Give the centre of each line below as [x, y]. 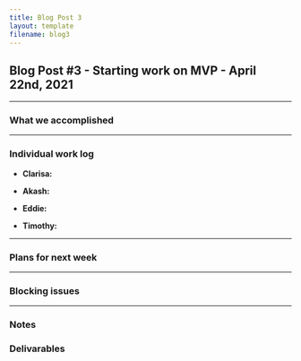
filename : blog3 [39, 34]
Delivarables [37, 348]
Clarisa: [37, 173]
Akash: [36, 191]
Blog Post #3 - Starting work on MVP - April [133, 70]
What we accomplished [62, 120]
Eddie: [34, 208]
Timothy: [40, 226]
